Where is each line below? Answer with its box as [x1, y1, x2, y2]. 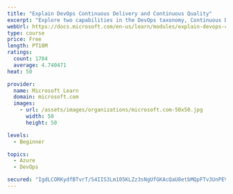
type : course [7, 29, 45, 37]
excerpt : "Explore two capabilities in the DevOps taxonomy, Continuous [7, 17, 222, 24]
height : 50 [25, 119, 58, 126]
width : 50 [25, 113, 54, 120]
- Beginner [13, 138, 45, 145]
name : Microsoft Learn [13, 87, 79, 94]
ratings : [7, 49, 33, 56]
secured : [7, 176, 33, 184]
